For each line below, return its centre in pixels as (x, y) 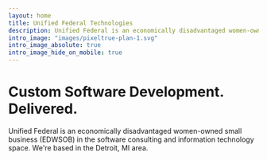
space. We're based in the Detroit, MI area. (78, 147)
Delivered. (43, 109)
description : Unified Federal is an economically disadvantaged (117, 30)
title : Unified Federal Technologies (71, 23)
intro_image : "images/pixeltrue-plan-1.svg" (83, 38)
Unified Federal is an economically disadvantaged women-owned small (125, 131)
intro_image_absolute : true (55, 45)
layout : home (30, 16)
